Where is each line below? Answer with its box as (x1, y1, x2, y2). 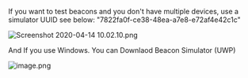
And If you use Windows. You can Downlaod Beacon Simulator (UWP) (8, 46, 236, 54)
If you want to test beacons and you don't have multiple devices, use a (8, 7, 239, 16)
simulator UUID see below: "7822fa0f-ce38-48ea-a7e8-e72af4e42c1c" (8, 15, 242, 24)
